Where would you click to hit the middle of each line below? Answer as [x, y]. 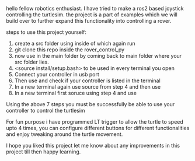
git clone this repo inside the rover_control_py [69, 50]
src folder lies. [32, 62]
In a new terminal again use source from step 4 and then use [88, 87]
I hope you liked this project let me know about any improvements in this [93, 146]
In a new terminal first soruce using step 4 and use [76, 93]
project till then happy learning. [43, 152]
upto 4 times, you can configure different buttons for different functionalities [98, 128]
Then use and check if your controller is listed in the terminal [87, 80]
